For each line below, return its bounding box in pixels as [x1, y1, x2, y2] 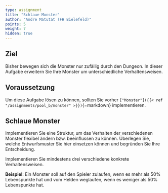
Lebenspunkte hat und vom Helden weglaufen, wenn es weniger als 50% [5, 177, 158, 183]
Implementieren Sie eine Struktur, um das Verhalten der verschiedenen [5, 130, 153, 136]
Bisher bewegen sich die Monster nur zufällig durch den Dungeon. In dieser [5, 63, 163, 69]
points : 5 [5, 21, 26, 27]
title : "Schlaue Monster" [5, 12, 60, 17]
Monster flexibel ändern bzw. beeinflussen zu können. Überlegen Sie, [5, 135, 151, 142]
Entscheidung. [5, 146, 35, 152]
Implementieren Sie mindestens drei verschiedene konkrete [5, 156, 130, 162]
